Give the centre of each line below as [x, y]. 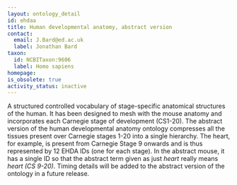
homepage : [22, 73]
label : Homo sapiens [44, 66]
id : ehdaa [22, 20]
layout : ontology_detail [44, 14]
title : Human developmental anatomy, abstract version [90, 27]
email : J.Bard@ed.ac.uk [48, 40]
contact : [20, 34]
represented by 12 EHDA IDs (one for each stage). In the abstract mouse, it [116, 151]
